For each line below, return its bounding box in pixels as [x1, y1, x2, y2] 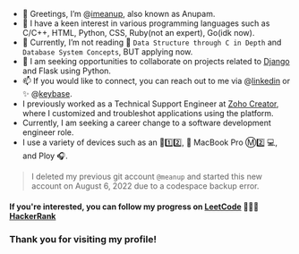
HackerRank [9, 210, 56, 221]
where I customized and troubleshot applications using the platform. [21, 108, 275, 118]
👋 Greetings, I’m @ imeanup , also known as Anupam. [21, 9, 216, 19]
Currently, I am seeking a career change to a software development [21, 117, 271, 128]
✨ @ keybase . [21, 89, 73, 98]
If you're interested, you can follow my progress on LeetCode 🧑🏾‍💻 [9, 201, 260, 212]
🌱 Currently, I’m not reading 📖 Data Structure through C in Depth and [21, 37, 282, 47]
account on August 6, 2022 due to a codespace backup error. [30, 181, 260, 191]
